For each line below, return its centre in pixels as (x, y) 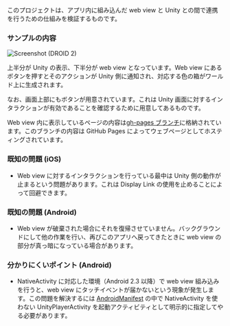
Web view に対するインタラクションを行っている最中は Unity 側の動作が (119, 175)
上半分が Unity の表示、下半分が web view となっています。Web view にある (115, 68)
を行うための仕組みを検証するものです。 (64, 19)
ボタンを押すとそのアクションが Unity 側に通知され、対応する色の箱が (106, 76)
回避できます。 (50, 193)
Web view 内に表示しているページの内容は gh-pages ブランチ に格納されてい (114, 123)
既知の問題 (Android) (42, 212)
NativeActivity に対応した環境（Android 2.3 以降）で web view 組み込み (118, 281)
